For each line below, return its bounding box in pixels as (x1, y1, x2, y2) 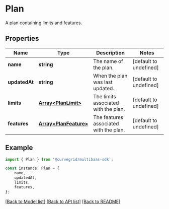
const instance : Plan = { (5, 166, 59, 171)
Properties (5, 34, 39, 43)
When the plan (93, 72, 128, 79)
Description (96, 49, 125, 56)
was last (93, 79, 113, 86)
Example (5, 144, 33, 152)
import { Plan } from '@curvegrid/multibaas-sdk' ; (5, 157, 114, 162)
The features (93, 114, 124, 121)
